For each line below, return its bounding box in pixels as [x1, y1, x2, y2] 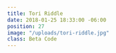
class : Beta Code [7, 36, 57, 43]
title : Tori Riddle [7, 10, 64, 17]
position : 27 [7, 23, 45, 30]
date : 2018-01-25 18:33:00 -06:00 [7, 17, 107, 23]
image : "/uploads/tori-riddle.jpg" [7, 29, 110, 36]
